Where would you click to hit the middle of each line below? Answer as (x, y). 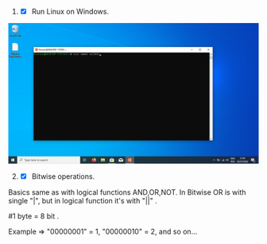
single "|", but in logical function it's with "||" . (83, 201)
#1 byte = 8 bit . (34, 216)
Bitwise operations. (63, 176)
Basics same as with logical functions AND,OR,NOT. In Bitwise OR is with (127, 192)
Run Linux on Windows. (70, 12)
